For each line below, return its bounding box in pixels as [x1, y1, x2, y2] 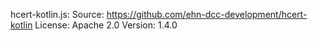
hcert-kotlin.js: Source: [10, 9, 105, 20]
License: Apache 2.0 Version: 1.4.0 [34, 19, 178, 31]
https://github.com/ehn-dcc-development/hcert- [106, 9, 308, 20]
